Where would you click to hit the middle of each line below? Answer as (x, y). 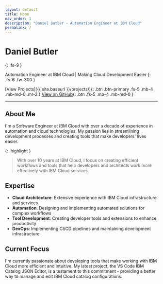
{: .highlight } (18, 151)
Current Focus (27, 249)
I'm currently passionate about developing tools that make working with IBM (81, 261)
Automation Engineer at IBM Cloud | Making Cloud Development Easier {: (78, 75)
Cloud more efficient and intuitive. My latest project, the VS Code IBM (74, 266)
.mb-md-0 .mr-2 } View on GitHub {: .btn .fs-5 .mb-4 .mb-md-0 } (69, 94)
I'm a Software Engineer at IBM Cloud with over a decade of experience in (79, 126)
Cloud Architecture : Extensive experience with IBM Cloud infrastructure (84, 197)
